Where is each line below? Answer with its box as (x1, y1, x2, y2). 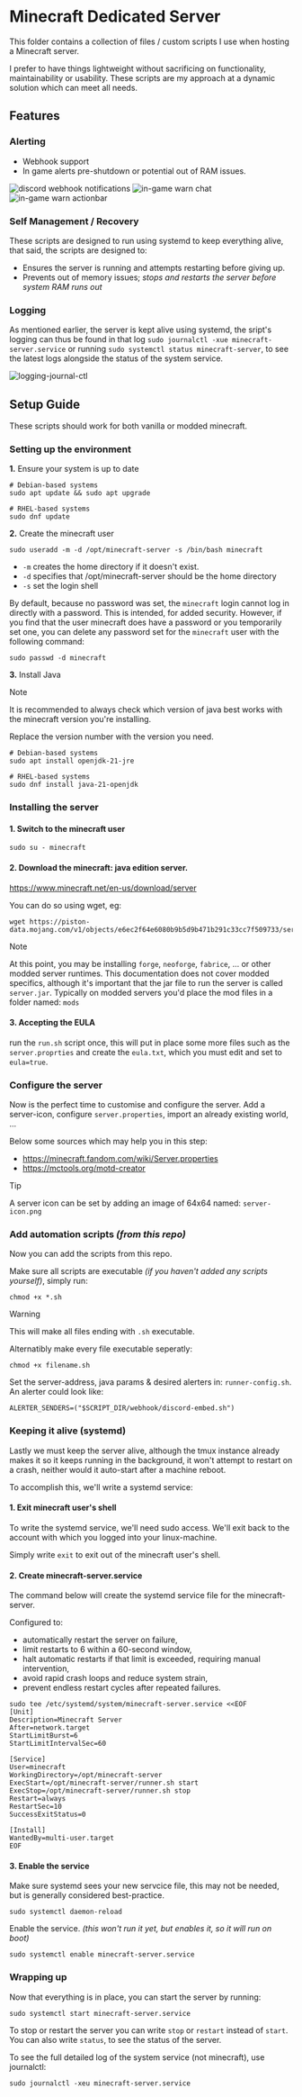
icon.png (9, 1207, 42, 1216)
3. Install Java (9, 669, 61, 681)
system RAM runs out (22, 281, 102, 292)
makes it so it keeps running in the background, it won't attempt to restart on (9, 1454, 293, 1465)
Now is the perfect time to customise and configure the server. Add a (9, 1099, 265, 1110)
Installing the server (9, 801, 99, 814)
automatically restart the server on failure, (22, 1634, 178, 1645)
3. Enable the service (9, 1860, 90, 1871)
